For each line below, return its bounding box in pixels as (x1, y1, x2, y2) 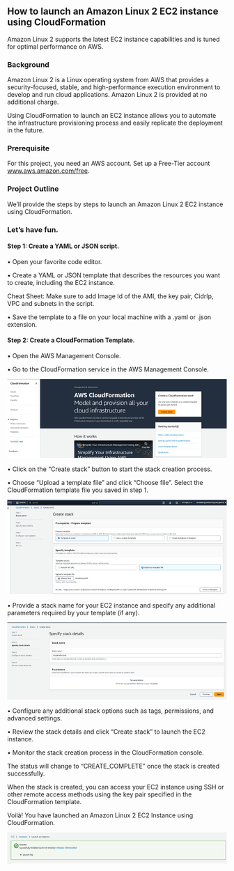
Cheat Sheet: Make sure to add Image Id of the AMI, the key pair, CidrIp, (7, 292, 214, 300)
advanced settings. (7, 714, 63, 722)
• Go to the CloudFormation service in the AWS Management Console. (7, 365, 209, 373)
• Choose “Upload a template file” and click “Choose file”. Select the (7, 479, 203, 487)
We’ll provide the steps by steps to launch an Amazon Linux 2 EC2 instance (7, 200, 224, 208)
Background (7, 59, 50, 69)
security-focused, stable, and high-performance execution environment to (7, 83, 221, 91)
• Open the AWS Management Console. (7, 352, 121, 360)
